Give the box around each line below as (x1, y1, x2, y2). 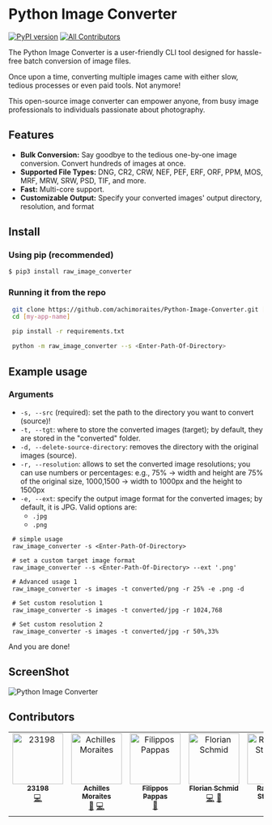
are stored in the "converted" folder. (19, 433, 141, 443)
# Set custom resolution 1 (11, 599, 104, 607)
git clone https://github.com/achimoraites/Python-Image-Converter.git (11, 305, 259, 313)
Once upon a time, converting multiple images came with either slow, (8, 71, 239, 81)
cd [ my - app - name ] (11, 313, 70, 321)
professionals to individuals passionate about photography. (8, 105, 206, 114)
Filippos (142, 784, 168, 793)
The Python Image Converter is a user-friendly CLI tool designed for (8, 47, 236, 57)
